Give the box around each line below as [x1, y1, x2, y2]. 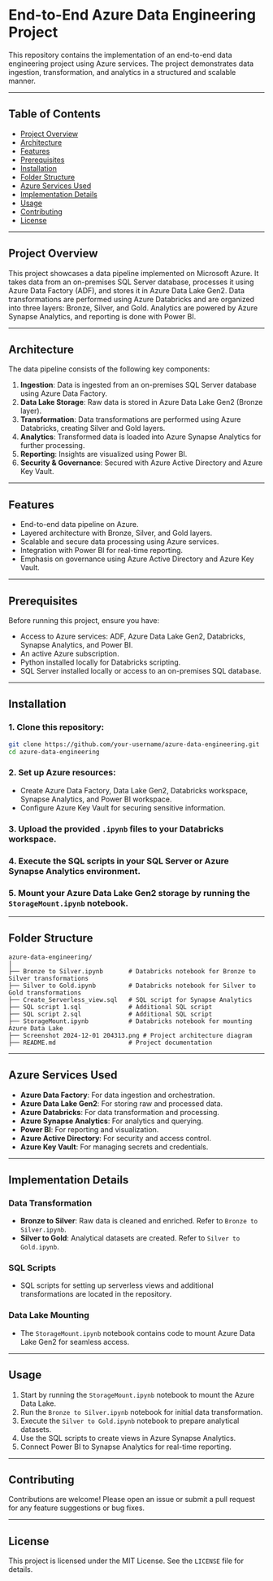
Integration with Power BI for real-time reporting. [19, 546, 184, 556]
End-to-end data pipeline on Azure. [19, 520, 139, 529]
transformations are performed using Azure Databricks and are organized [8, 294, 254, 304]
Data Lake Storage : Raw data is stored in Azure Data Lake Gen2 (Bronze [19, 397, 263, 407]
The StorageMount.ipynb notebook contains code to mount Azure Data [19, 1328, 256, 1337]
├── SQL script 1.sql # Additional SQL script [8, 1003, 213, 1011]
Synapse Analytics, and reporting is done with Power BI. [8, 311, 197, 321]
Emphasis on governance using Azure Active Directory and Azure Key [19, 554, 254, 564]
